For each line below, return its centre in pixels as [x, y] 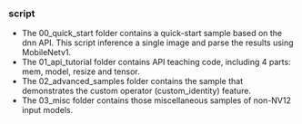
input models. [47, 110]
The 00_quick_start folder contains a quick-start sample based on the [152, 33]
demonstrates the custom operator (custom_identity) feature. [136, 91]
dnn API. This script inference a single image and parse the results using [157, 43]
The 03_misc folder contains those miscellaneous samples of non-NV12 [156, 100]
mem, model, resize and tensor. [81, 72]
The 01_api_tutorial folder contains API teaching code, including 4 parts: [156, 62]
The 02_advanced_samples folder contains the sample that [132, 81]
